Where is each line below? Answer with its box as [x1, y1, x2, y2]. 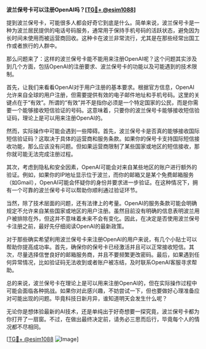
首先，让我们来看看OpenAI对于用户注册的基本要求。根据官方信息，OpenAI [6, 84, 195, 91]
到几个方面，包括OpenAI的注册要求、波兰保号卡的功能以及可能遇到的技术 [6, 63, 192, 70]
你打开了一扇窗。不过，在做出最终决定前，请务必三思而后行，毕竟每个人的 [6, 316, 194, 323]
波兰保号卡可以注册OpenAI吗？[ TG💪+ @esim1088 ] [6, 6, 136, 13]
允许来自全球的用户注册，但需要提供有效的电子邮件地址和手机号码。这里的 [6, 92, 194, 98]
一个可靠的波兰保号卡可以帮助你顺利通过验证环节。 [11, 187, 141, 194]
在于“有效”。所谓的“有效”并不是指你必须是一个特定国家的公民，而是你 [17, 99, 193, 106]
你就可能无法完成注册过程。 [6, 151, 77, 157]
